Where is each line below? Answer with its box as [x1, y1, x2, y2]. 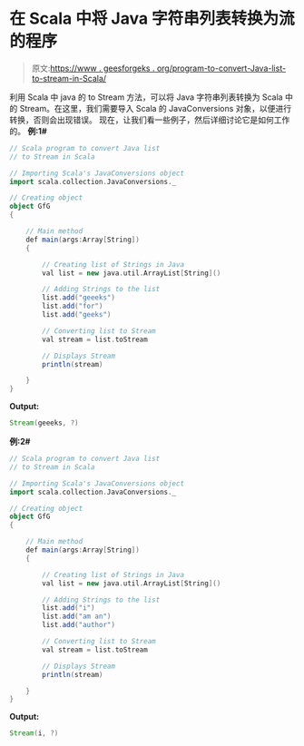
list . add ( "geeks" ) [42, 310, 112, 319]
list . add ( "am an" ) [42, 612, 112, 622]
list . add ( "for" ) [42, 301, 103, 311]
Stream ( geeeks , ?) [9, 418, 79, 427]
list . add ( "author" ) [42, 621, 116, 630]
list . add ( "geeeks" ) [42, 293, 116, 302]
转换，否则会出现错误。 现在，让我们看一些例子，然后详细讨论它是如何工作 [9, 114, 290, 125]
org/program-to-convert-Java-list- [156, 63, 287, 74]
